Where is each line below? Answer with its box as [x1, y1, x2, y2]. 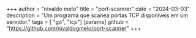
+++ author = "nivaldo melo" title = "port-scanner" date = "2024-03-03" [6, 6, 190, 12]
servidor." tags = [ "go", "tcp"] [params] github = [6, 18, 129, 25]
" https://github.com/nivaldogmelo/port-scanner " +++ [6, 25, 141, 32]
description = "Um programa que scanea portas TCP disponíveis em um [6, 12, 189, 19]
